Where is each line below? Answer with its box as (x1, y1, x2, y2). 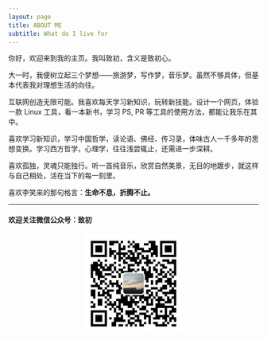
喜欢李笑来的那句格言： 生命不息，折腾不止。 (8, 188, 155, 197)
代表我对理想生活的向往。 (14, 80, 99, 90)
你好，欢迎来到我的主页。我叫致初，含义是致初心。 (8, 53, 176, 63)
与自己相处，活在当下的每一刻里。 (8, 171, 120, 181)
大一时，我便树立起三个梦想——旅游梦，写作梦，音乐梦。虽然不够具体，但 (8, 70, 252, 80)
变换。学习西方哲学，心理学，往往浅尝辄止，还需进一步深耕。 (14, 144, 217, 154)
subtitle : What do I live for (8, 29, 109, 37)
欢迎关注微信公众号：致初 (8, 215, 92, 225)
